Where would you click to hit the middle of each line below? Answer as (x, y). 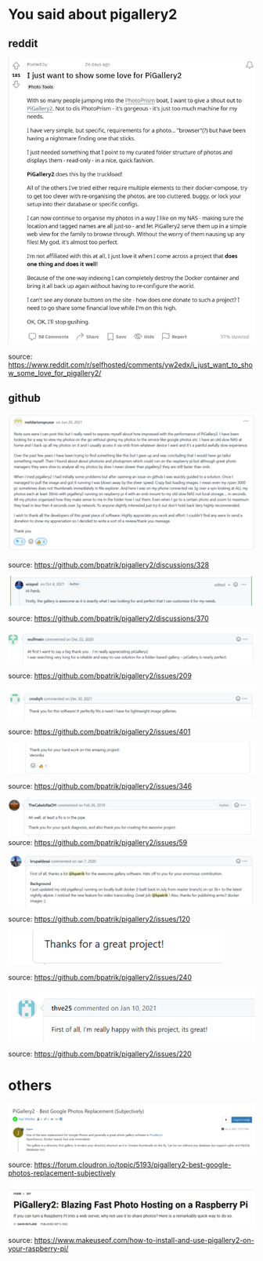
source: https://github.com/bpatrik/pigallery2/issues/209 (100, 676)
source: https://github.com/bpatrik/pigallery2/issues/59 (98, 843)
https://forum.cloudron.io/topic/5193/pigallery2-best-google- (133, 1165)
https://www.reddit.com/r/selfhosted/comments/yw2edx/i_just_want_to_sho (130, 365)
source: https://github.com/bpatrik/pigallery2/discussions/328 (109, 565)
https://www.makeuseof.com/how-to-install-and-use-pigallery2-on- (144, 1240)
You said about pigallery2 (93, 15)
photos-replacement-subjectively (62, 1173)
